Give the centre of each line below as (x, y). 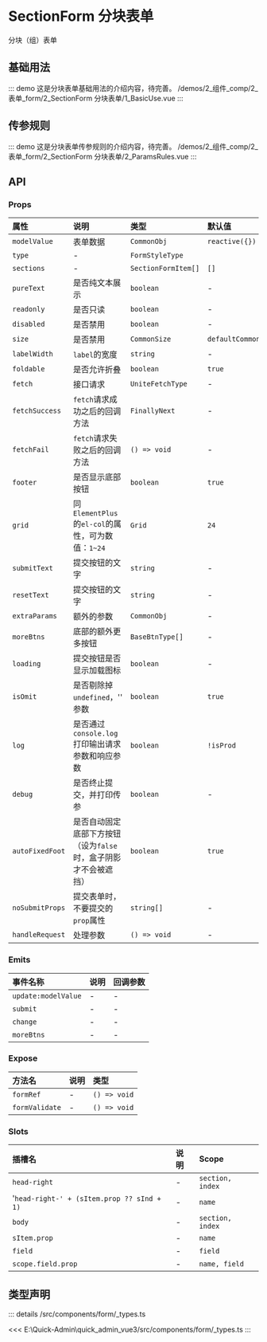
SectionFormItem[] (165, 269)
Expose (23, 1058)
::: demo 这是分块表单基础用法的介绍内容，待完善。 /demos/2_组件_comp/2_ (133, 88)
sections (29, 269)
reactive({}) (232, 241)
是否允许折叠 (97, 370)
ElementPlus (95, 514)
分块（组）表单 (33, 40)
